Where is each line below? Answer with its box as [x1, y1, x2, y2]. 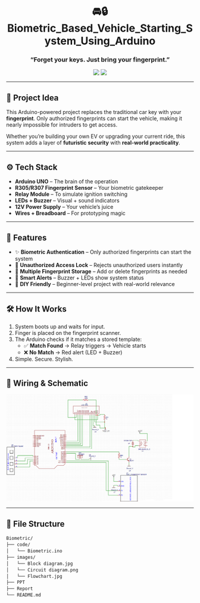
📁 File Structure [6, 519, 65, 529]
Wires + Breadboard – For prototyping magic [14, 210, 126, 217]
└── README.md [6, 592, 42, 598]
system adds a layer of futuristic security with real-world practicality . [6, 139, 180, 146]
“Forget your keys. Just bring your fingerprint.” [30, 56, 170, 64]
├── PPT [6, 580, 26, 586]
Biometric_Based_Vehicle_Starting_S [7, 21, 193, 35]
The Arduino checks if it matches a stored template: [14, 336, 142, 343]
